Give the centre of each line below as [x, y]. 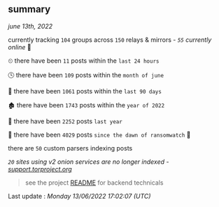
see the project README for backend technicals [94, 183]
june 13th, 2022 [30, 26]
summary [29, 9]
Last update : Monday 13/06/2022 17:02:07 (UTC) [79, 196]
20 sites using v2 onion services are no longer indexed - [89, 162]
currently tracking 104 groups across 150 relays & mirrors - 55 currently [110, 40]
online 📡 [20, 47]
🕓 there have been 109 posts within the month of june [86, 75]
